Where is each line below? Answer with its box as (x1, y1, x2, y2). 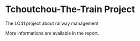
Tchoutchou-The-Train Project (5, 4, 135, 15)
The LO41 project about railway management (5, 20, 99, 26)
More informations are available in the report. (5, 30, 100, 36)
